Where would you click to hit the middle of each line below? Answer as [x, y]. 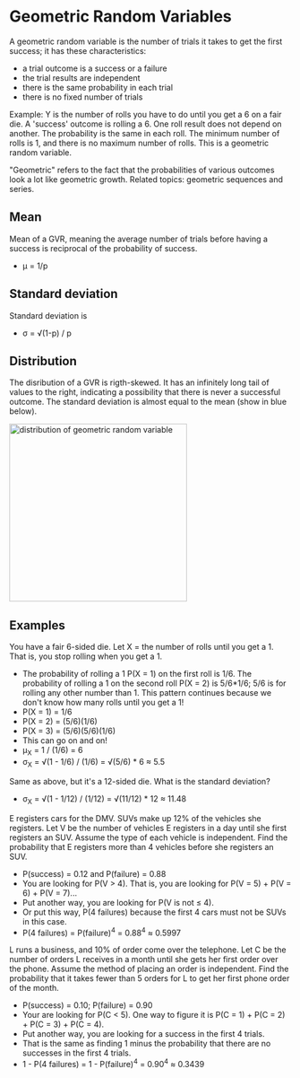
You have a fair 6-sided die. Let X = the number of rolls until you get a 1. [142, 647]
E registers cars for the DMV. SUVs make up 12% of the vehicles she [135, 818]
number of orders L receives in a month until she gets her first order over [144, 960]
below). [23, 411]
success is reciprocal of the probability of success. [103, 248]
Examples [37, 625]
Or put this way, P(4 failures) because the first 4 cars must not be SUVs [154, 912]
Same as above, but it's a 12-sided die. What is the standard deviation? [140, 781]
